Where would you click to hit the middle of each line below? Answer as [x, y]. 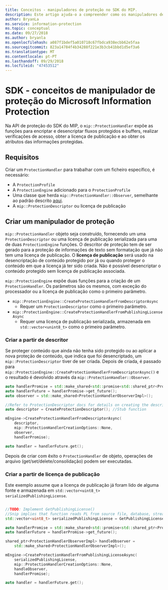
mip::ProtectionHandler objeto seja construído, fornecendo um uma [75, 234]
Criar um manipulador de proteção [60, 222]
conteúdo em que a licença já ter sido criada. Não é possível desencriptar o [83, 266]
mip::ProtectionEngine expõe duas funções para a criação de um [73, 281]
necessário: [17, 175]
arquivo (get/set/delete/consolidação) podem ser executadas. [69, 461]
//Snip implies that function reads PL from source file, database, [78, 514]
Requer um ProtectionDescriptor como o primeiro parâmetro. [83, 306]
